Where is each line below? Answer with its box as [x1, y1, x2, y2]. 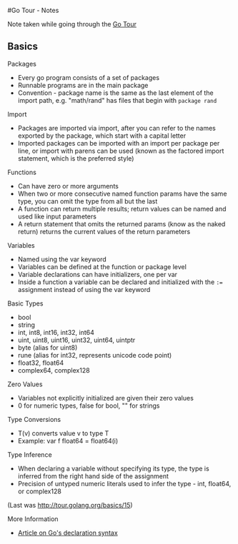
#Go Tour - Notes [7, 6, 59, 14]
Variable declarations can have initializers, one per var [17, 270, 177, 278]
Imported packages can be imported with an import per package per [17, 138, 220, 147]
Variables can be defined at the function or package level [17, 262, 187, 271]
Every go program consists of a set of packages [17, 73, 159, 81]
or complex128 [17, 487, 62, 495]
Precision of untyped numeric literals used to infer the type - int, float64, [17, 479, 232, 488]
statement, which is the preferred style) [17, 153, 134, 163]
